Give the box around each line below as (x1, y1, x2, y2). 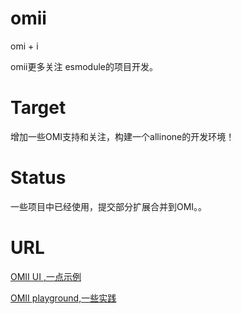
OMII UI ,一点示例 (10, 270, 82, 282)
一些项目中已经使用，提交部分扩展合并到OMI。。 (10, 200, 208, 212)
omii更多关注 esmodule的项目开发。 (10, 60, 158, 72)
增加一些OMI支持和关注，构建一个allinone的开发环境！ (10, 130, 235, 142)
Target (10, 97, 67, 119)
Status (10, 167, 67, 189)
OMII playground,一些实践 (10, 292, 117, 304)
